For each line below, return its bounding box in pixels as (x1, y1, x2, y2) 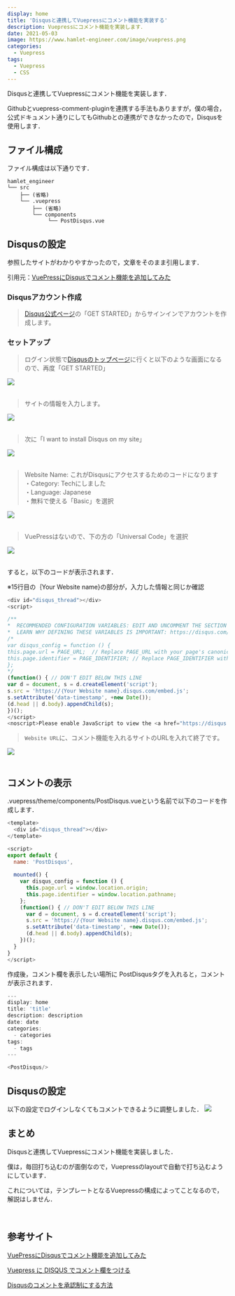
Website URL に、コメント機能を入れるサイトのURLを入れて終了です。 (24, 734, 224, 742)
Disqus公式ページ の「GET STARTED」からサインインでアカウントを (24, 309, 221, 318)
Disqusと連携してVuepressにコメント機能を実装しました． (7, 1147, 177, 1156)
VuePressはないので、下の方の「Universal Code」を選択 (24, 532, 189, 540)
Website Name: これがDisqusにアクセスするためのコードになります (24, 470, 219, 479)
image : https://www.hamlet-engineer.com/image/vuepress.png (7, 36, 187, 44)
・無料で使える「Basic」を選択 (24, 496, 114, 505)
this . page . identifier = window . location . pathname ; (25, 890, 177, 898)
